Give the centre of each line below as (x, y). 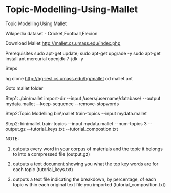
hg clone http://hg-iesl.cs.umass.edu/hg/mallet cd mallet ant (69, 78)
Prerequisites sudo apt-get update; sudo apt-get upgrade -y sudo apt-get (83, 53)
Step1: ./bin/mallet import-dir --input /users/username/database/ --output (83, 98)
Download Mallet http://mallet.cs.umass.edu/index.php (63, 43)
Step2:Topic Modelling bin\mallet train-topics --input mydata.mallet (76, 113)
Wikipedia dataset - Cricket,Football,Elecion (51, 33)
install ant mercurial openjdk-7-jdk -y (44, 58)
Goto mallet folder (24, 88)
